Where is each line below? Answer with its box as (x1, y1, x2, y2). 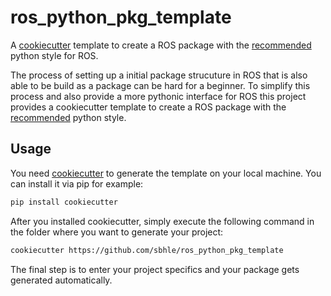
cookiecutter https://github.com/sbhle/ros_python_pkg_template (10, 245, 284, 255)
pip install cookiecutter (10, 197, 118, 207)
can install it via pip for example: (10, 177, 144, 190)
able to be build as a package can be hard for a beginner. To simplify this (10, 79, 311, 91)
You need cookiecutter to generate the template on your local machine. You (10, 167, 322, 179)
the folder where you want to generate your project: (10, 226, 224, 238)
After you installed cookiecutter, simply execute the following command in (10, 215, 315, 227)
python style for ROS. (10, 49, 99, 61)
